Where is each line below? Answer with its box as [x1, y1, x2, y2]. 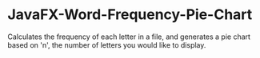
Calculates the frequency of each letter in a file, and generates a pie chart [7, 32, 251, 41]
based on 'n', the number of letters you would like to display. [7, 40, 206, 49]
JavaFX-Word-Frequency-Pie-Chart [7, 6, 253, 24]
